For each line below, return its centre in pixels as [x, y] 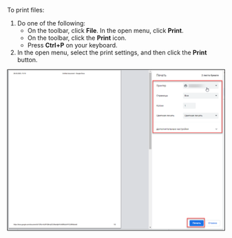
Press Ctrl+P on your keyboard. [73, 45]
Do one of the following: [51, 23]
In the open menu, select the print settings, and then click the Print [112, 52]
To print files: [26, 10]
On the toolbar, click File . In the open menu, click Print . [105, 31]
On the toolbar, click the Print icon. [77, 38]
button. [27, 60]
